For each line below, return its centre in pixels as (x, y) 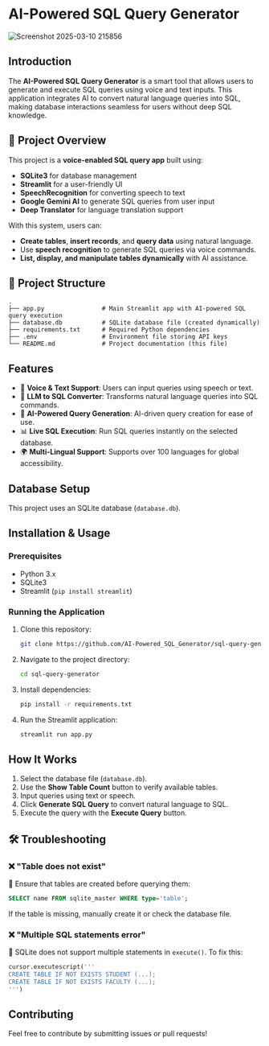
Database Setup (49, 489)
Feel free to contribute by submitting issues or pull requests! (108, 1034)
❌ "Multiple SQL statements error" (77, 934)
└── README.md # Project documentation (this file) (118, 344)
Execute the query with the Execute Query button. (103, 813)
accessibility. (41, 463)
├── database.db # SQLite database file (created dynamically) (134, 323)
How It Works (43, 759)
